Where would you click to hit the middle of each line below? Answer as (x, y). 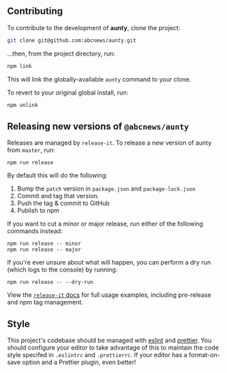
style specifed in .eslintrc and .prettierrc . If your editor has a (97, 355)
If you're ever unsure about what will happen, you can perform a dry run (109, 263)
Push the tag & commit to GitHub (63, 203)
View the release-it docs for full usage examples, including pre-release (109, 295)
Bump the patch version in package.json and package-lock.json (106, 189)
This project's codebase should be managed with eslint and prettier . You (109, 340)
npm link (20, 66)
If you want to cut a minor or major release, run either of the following (105, 224)
